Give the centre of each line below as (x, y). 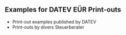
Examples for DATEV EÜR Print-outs (63, 10)
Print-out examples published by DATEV (54, 21)
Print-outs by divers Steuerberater (48, 27)
